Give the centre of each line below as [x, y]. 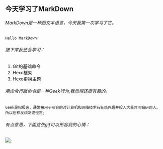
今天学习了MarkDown [39, 9]
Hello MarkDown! [22, 38]
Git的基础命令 [27, 66]
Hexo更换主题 [27, 79]
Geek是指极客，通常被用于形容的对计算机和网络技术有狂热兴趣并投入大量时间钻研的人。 [83, 107]
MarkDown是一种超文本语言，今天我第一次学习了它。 [61, 23]
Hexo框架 [22, 72]
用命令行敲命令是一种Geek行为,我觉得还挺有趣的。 [58, 91]
